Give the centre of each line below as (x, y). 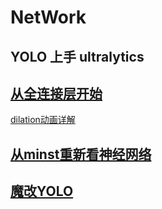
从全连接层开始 (56, 93)
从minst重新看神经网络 (81, 154)
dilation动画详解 (43, 120)
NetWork (48, 17)
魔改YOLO (42, 191)
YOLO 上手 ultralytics (77, 56)
